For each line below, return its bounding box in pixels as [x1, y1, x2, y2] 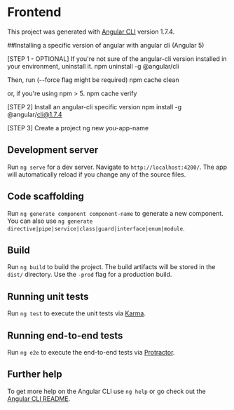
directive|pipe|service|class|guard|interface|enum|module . [7, 224, 185, 232]
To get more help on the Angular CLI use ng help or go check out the [7, 387, 206, 395]
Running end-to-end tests [7, 329, 123, 341]
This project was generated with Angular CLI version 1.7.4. [7, 27, 175, 36]
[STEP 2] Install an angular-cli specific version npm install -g [7, 102, 182, 111]
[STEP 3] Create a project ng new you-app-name [7, 123, 149, 132]
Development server [7, 144, 99, 156]
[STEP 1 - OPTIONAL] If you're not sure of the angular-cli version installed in [7, 54, 227, 63]
